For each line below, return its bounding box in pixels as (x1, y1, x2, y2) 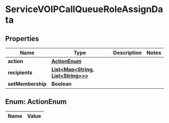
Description (113, 49, 142, 56)
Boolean (51, 81, 72, 87)
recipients (8, 69, 33, 76)
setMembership (8, 81, 47, 87)
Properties (5, 34, 39, 43)
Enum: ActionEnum (5, 97, 67, 106)
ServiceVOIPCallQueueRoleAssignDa (5, 4, 163, 15)
